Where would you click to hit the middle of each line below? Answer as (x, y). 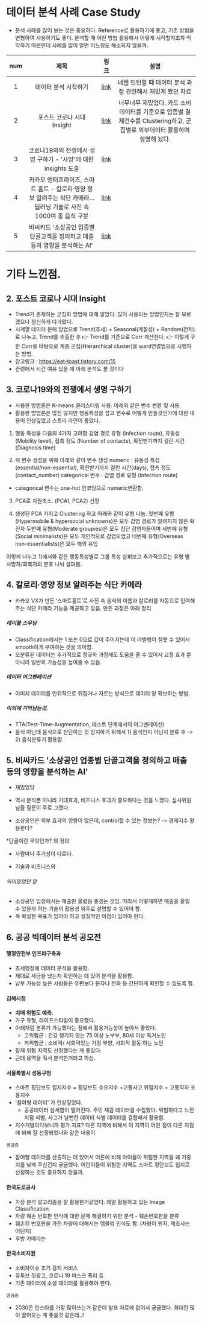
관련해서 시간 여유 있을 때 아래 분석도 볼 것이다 (69, 369)
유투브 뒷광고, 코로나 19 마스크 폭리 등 (59, 1275)
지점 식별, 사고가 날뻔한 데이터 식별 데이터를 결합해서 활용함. (94, 1118)
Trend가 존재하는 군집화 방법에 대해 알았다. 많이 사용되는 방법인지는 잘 (97, 314)
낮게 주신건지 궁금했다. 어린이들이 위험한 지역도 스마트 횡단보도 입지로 (108, 1165)
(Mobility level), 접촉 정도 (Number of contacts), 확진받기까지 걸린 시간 (100, 440)
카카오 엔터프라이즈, (56, 180)
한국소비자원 (21, 1253)
